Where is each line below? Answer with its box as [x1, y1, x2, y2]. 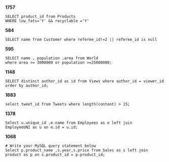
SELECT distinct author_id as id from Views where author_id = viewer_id [5, 79, 164, 84]
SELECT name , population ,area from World [5, 56, 99, 61]
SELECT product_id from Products [5, 14, 76, 19]
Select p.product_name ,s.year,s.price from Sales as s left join [5, 148, 148, 153]
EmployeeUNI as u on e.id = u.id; [5, 125, 78, 130]
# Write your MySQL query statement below [5, 143, 96, 148]
